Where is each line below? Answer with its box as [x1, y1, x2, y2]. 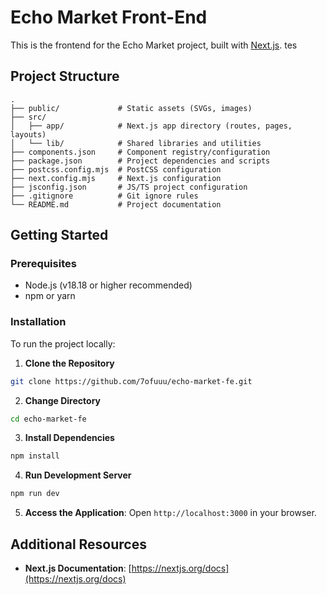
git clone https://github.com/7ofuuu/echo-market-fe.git [10, 376, 253, 386]
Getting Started [10, 227, 109, 244]
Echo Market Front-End [10, 6, 208, 29]
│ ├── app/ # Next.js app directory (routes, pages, [10, 121, 293, 131]
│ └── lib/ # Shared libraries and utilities [10, 138, 262, 148]
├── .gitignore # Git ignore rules [10, 191, 199, 201]
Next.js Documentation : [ [24, 562, 132, 575]
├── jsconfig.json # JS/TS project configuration [10, 182, 248, 192]
